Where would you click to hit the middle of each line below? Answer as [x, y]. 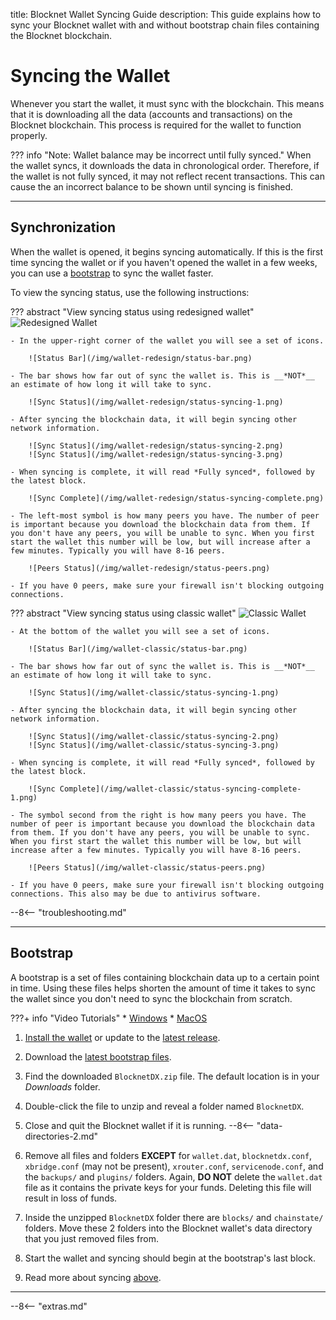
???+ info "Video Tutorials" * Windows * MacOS [109, 1018]
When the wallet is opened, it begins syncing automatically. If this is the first [167, 251]
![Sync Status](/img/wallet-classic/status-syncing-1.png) [154, 692]
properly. [29, 135]
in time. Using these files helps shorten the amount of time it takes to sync [163, 988]
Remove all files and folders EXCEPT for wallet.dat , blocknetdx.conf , [168, 1155]
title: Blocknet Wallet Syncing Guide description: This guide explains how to [166, 14]
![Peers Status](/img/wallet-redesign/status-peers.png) [149, 568]
